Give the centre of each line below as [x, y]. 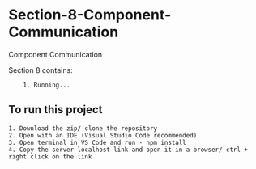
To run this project [55, 110]
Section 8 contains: [41, 70]
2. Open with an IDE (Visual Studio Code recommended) [103, 135]
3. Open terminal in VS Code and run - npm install [97, 142]
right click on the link [50, 156]
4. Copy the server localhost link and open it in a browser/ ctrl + [128, 150]
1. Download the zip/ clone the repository [83, 128]
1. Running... [47, 85]
